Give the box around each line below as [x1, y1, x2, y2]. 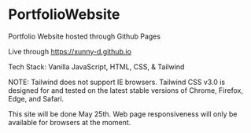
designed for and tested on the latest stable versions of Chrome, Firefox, [8, 85, 244, 95]
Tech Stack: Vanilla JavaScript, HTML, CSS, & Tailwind [8, 61, 185, 72]
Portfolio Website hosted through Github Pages [8, 31, 161, 41]
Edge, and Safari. [8, 94, 65, 103]
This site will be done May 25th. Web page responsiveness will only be [8, 109, 238, 119]
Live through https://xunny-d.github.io [8, 46, 132, 56]
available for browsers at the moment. [8, 117, 131, 127]
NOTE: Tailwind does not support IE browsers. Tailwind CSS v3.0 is [8, 77, 226, 87]
